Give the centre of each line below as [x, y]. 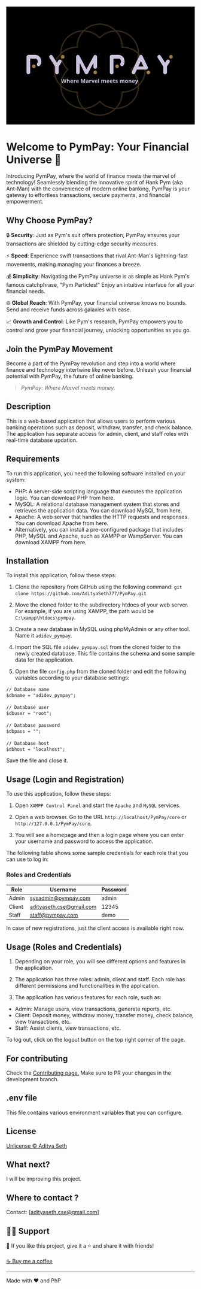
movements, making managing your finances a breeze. [74, 265]
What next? [28, 1164]
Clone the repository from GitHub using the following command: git [98, 587]
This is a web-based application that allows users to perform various [91, 421]
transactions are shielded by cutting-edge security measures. [82, 244]
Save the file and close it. [37, 760]
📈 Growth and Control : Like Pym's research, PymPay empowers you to [95, 322]
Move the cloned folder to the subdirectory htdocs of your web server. [101, 605]
